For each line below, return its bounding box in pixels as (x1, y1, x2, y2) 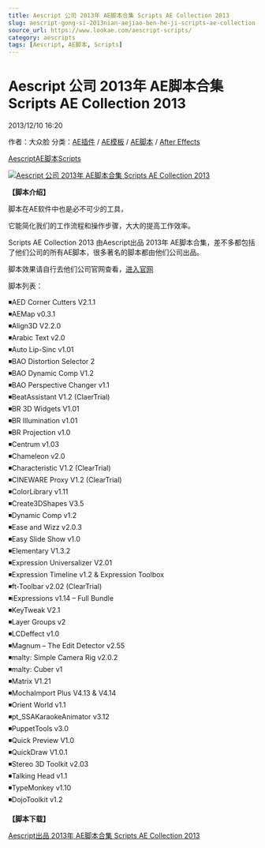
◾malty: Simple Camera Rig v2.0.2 (8, 653, 118, 662)
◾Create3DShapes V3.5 (8, 499, 84, 508)
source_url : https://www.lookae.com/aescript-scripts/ (8, 26, 192, 34)
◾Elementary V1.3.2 (8, 546, 71, 556)
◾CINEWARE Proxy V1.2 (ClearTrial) (8, 475, 122, 485)
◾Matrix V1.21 (8, 677, 51, 686)
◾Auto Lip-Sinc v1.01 (8, 345, 74, 355)
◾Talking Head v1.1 (8, 771, 68, 781)
